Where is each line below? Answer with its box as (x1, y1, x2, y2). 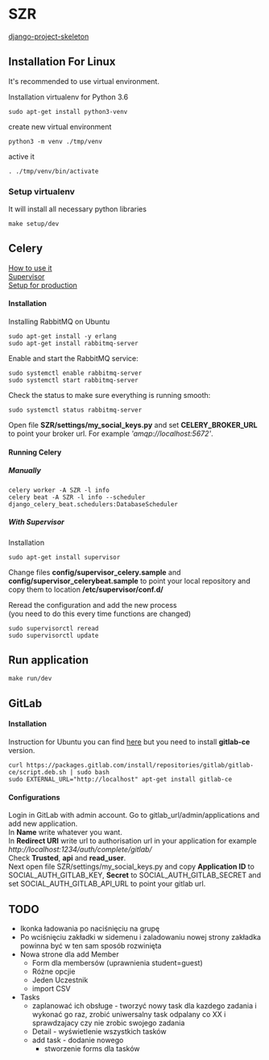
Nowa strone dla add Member (19, 949, 119, 959)
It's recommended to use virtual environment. (8, 76, 159, 86)
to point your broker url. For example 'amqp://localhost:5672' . (8, 429, 213, 438)
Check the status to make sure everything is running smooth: (8, 391, 211, 400)
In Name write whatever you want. (8, 827, 122, 837)
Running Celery (8, 447, 62, 457)
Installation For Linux (8, 55, 116, 69)
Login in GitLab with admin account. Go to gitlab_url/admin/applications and (8, 811, 260, 820)
